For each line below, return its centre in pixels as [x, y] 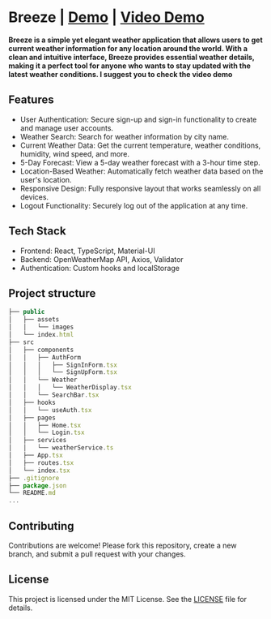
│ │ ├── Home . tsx [45, 425]
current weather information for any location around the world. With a [128, 48]
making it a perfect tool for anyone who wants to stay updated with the [129, 66]
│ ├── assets [34, 320]
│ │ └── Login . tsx [47, 433]
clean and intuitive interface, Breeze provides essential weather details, [131, 57]
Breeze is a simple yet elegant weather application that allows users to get [135, 40]
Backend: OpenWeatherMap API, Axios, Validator [102, 259]
